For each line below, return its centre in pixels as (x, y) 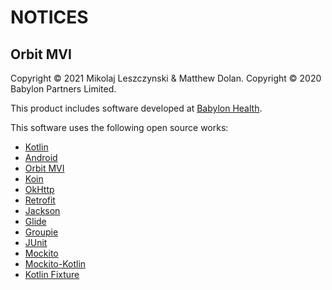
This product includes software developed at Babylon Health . (136, 108)
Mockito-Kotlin (55, 264)
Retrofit (40, 200)
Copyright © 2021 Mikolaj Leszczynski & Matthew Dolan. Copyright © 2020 (166, 78)
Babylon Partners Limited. (63, 89)
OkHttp (39, 189)
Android (41, 157)
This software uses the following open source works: (119, 127)
